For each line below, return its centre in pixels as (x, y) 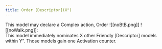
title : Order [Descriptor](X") (39, 10)
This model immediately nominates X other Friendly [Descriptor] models (81, 35)
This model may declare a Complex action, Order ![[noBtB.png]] (72, 24)
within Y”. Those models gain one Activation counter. (61, 41)
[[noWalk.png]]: (22, 30)
